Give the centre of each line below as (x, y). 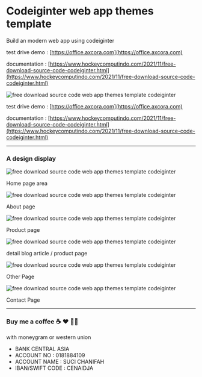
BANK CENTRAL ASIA (42, 349)
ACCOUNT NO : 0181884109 (50, 355)
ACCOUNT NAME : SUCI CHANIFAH (60, 361)
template (29, 24)
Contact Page (23, 300)
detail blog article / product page (47, 254)
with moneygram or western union (49, 337)
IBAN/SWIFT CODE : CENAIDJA (54, 368)
